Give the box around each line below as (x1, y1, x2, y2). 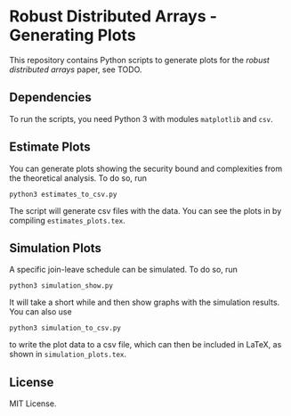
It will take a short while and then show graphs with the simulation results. (9, 297, 280, 308)
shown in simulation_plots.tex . (9, 349, 127, 360)
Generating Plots (9, 25, 136, 45)
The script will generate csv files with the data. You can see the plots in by (9, 205, 282, 216)
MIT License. (9, 398, 57, 409)
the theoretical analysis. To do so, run (9, 172, 148, 184)
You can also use (9, 306, 73, 317)
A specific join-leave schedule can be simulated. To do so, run (9, 265, 238, 275)
